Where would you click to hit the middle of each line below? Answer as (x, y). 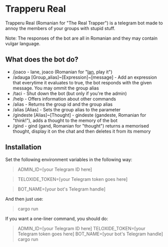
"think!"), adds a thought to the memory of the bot (65, 120)
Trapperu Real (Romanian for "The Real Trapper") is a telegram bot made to (84, 23)
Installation (23, 147)
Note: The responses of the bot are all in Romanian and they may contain (81, 38)
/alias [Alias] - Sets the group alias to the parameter (66, 109)
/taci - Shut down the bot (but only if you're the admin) (70, 93)
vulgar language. (23, 43)
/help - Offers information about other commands (64, 99)
